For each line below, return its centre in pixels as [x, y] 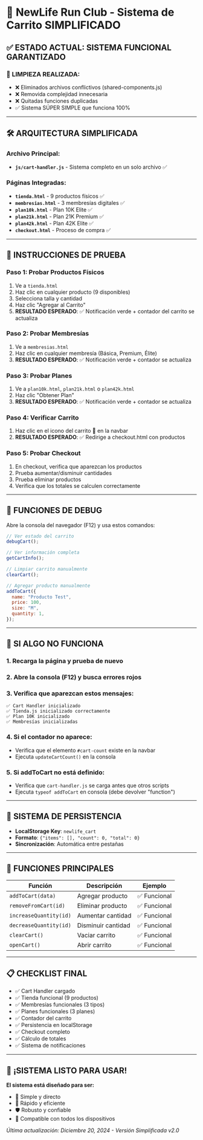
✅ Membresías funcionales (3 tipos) [60, 1005]
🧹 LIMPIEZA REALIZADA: [43, 74]
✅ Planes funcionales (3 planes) [55, 1011]
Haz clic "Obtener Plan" [44, 395]
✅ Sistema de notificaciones [50, 1046]
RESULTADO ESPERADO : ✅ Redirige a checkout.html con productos [100, 437]
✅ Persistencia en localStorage [53, 1025]
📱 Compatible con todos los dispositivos [65, 1119]
